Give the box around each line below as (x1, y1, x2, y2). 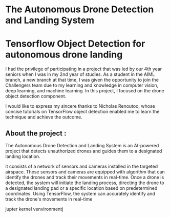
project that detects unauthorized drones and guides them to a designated (5, 148, 162, 154)
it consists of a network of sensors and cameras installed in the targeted (5, 163, 158, 169)
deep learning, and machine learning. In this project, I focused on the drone (5, 88, 165, 94)
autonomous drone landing (5, 49, 123, 61)
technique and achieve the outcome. (5, 114, 83, 120)
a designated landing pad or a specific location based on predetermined (5, 185, 158, 191)
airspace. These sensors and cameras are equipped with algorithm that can (5, 168, 165, 175)
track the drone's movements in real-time (5, 196, 93, 202)
